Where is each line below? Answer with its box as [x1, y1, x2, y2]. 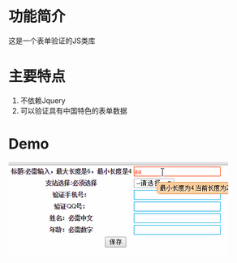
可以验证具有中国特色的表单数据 [19, 106, 127, 115]
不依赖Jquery [19, 95, 67, 106]
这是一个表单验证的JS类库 [8, 36, 96, 45]
